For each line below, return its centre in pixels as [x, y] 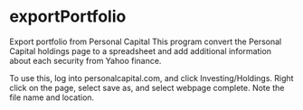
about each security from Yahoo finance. [85, 60]
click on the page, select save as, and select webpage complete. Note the [147, 87]
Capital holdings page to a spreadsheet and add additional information [141, 50]
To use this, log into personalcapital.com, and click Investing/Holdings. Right [151, 78]
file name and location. [52, 97]
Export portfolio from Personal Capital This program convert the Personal [146, 41]
